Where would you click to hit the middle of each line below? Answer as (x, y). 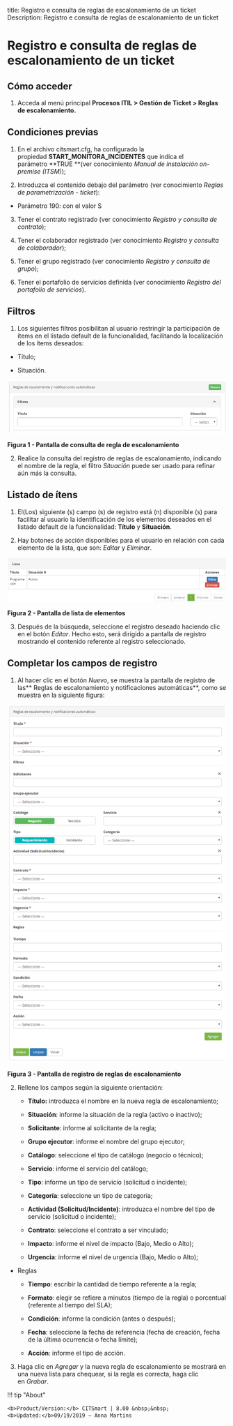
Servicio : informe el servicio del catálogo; (88, 1169)
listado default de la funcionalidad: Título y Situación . (95, 527)
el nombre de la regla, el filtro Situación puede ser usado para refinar (116, 465)
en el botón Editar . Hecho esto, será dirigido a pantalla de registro (112, 633)
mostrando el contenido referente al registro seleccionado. (101, 641)
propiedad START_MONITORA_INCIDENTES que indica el (101, 156)
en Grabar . (33, 1381)
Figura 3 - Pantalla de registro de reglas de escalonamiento (94, 1074)
